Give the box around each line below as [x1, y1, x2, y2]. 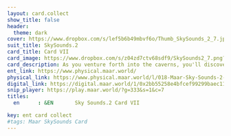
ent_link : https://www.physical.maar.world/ [7, 67, 137, 74]
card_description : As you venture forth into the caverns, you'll [7, 61, 201, 68]
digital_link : [7, 80, 48, 87]
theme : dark [13, 29, 48, 36]
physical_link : [7, 73, 51, 81]
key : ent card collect [7, 112, 72, 119]
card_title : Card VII [7, 49, 69, 56]
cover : [7, 36, 26, 43]
